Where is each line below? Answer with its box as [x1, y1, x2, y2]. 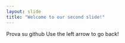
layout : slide [6, 8, 42, 15]
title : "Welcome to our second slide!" [6, 14, 105, 20]
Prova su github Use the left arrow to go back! [6, 30, 119, 37]
